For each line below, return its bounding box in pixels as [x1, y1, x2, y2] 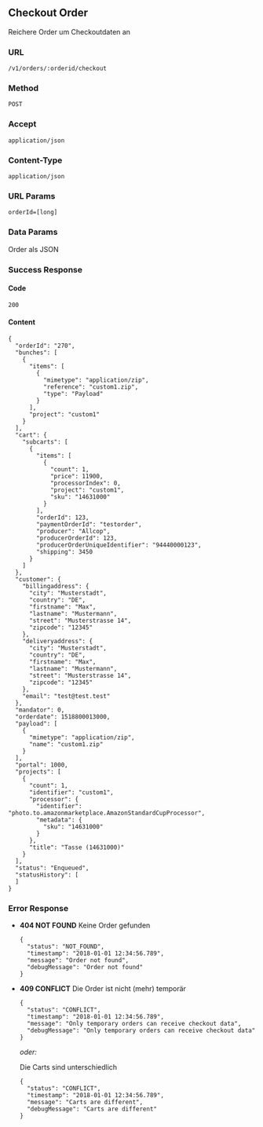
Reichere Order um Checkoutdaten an [8, 27, 131, 36]
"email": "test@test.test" [22, 692, 111, 700]
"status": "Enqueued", [15, 864, 89, 872]
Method [8, 82, 39, 93]
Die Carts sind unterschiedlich [19, 1063, 118, 1072]
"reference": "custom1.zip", [42, 382, 139, 391]
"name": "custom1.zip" [28, 740, 104, 748]
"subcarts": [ [22, 437, 68, 446]
